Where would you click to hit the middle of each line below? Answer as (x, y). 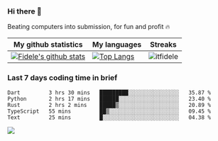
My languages (117, 45)
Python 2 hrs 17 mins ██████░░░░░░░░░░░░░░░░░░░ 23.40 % (109, 98)
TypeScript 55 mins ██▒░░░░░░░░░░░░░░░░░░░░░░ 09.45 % (109, 111)
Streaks (163, 45)
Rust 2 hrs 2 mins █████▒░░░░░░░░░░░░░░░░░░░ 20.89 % (109, 105)
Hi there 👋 (25, 11)
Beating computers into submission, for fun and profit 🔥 (89, 27)
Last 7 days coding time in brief (62, 78)
